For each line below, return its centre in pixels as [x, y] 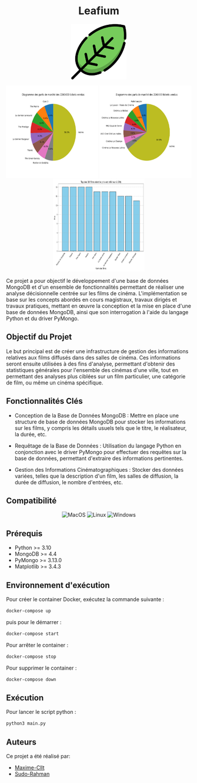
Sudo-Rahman [32, 774]
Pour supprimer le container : [41, 668]
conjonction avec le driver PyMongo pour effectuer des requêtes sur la [101, 452]
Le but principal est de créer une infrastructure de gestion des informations [97, 351]
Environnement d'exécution [58, 585]
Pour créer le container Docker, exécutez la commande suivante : [85, 599]
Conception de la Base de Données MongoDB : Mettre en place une [97, 415]
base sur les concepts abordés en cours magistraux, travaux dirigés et [92, 299]
